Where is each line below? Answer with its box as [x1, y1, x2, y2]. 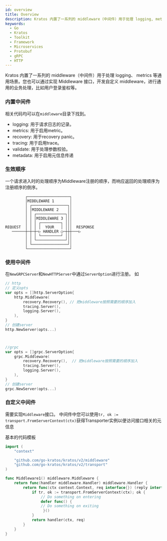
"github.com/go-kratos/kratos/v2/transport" [14, 463, 108, 467]
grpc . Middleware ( [14, 354, 50, 359]
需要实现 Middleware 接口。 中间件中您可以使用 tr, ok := [5, 411, 118, 417]
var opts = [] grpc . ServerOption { [5, 349, 75, 354]
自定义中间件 [5, 399, 36, 406]
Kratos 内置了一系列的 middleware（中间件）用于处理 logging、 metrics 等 [5, 73, 158, 78]
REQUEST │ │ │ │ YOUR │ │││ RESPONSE [5, 225, 94, 230]
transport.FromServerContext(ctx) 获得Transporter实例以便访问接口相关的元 [5, 417, 162, 423]
